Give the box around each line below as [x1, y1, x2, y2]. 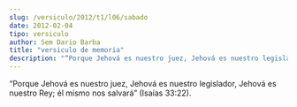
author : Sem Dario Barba [9, 37, 101, 47]
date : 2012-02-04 [9, 21, 73, 30]
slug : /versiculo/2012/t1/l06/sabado [9, 12, 148, 22]
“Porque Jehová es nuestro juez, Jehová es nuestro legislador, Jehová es [9, 79, 277, 88]
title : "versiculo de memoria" [9, 46, 125, 55]
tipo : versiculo [9, 29, 69, 38]
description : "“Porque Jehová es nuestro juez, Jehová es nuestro [9, 54, 259, 63]
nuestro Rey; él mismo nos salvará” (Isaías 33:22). [9, 88, 192, 98]
